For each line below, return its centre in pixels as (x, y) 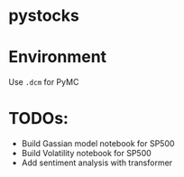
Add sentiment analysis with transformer (97, 163)
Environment (58, 57)
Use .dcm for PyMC (44, 82)
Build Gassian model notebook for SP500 (98, 144)
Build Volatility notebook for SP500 (87, 154)
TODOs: (39, 119)
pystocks (44, 16)
